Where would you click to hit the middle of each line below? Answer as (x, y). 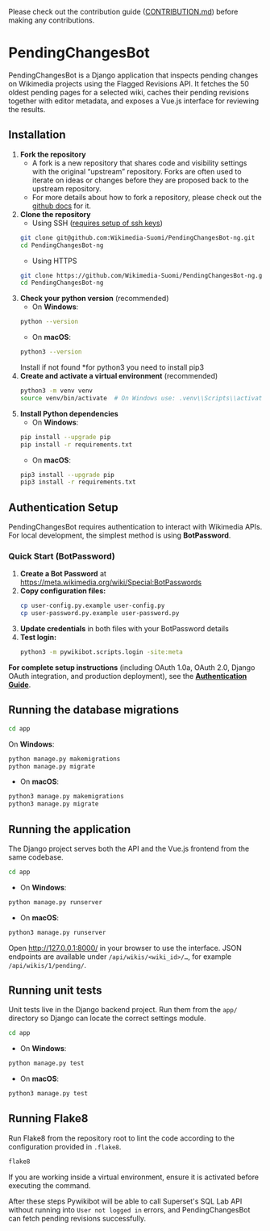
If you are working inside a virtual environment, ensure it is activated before (134, 1177)
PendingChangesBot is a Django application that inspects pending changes (133, 75)
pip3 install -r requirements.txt (78, 482)
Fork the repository (53, 154)
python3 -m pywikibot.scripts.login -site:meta (101, 652)
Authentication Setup (63, 507)
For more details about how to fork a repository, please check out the (147, 197)
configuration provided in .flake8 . (65, 1146)
